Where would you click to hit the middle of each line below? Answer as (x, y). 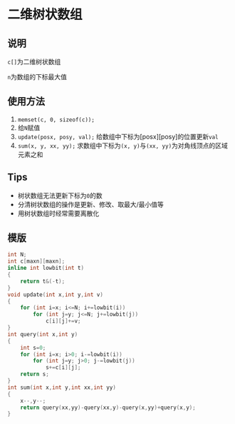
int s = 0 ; (33, 348)
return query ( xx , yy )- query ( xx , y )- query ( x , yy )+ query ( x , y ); (108, 408)
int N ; (17, 255)
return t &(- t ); (43, 281)
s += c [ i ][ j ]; (63, 368)
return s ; (35, 374)
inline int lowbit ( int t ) (46, 268)
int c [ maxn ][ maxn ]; (36, 261)
